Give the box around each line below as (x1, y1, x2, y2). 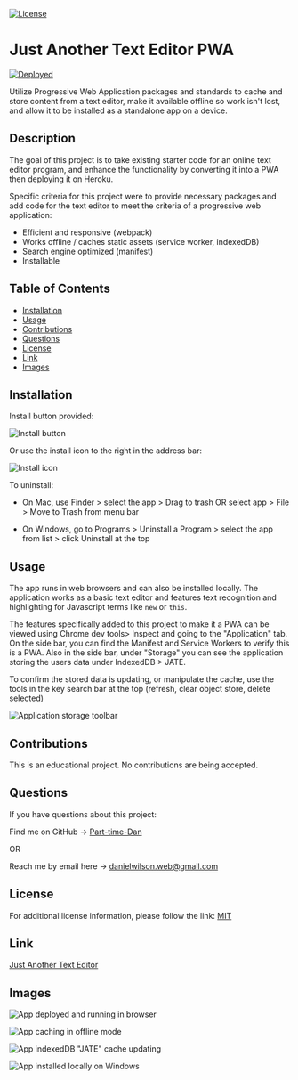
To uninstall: (9, 480, 54, 491)
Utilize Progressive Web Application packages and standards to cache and (9, 85, 283, 97)
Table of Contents (9, 281, 111, 296)
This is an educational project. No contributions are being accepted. (9, 759, 259, 770)
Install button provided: (9, 410, 94, 422)
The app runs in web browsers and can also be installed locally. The (9, 583, 259, 594)
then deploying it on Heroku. (9, 174, 114, 184)
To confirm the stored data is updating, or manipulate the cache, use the (9, 674, 274, 685)
